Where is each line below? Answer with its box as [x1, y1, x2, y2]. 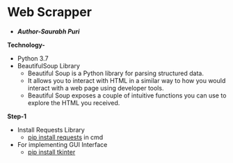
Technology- [7, 40, 45, 49]
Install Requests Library [17, 125, 85, 134]
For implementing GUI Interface [17, 140, 108, 148]
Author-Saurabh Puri [17, 27, 80, 36]
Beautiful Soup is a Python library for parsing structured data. [27, 69, 204, 77]
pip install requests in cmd [27, 133, 104, 141]
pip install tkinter [27, 148, 76, 156]
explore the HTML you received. [27, 98, 120, 107]
